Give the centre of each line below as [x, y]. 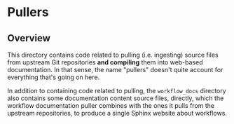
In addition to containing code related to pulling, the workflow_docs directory [117, 91]
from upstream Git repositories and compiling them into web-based [105, 62]
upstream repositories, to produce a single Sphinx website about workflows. [117, 113]
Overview [29, 38]
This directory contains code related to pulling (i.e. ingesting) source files [113, 55]
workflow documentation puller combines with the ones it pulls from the [111, 105]
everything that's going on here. [54, 77]
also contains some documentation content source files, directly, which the [116, 98]
